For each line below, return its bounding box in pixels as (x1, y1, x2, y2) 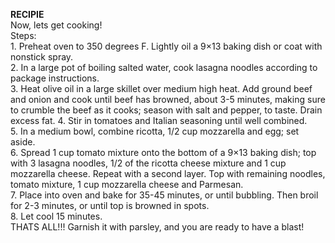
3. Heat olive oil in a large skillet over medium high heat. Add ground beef (10, 83, 313, 94)
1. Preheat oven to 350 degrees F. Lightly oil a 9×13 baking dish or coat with (10, 40, 323, 52)
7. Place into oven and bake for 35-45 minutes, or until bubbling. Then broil (10, 189, 319, 201)
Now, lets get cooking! (10, 19, 103, 31)
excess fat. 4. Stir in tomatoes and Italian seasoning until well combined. (10, 115, 308, 126)
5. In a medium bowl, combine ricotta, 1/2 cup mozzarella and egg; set (10, 125, 300, 137)
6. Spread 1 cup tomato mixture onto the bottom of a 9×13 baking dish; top (10, 147, 317, 158)
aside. (10, 136, 36, 148)
